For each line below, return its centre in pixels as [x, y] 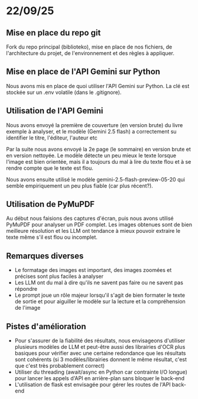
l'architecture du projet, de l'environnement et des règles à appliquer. [90, 53]
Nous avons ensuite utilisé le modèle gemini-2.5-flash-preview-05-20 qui [95, 179]
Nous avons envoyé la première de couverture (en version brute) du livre [95, 125]
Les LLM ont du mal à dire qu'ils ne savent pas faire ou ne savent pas [99, 283]
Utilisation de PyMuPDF [51, 204]
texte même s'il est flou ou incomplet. [52, 237]
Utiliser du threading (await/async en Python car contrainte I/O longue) [101, 372]
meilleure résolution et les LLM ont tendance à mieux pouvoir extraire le [93, 231]
